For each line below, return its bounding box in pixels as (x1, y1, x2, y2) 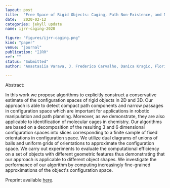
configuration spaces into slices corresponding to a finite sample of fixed (5, 130, 158, 136)
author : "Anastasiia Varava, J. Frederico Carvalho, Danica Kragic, (5, 64, 153, 69)
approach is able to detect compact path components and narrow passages (5, 102, 163, 109)
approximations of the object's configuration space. (5, 167, 113, 173)
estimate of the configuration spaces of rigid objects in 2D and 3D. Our (5, 97, 153, 103)
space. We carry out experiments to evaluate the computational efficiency (5, 145, 159, 152)
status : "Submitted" (5, 59, 49, 64)
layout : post (5, 7, 33, 13)
